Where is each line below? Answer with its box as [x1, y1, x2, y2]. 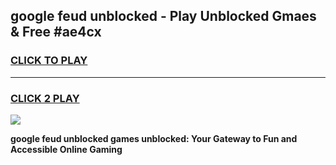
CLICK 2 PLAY [10, 91, 80, 105]
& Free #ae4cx [10, 24, 102, 41]
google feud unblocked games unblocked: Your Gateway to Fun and [10, 132, 298, 144]
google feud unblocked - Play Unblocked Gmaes [10, 8, 317, 25]
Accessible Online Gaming [10, 143, 123, 155]
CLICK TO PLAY [10, 54, 88, 68]
